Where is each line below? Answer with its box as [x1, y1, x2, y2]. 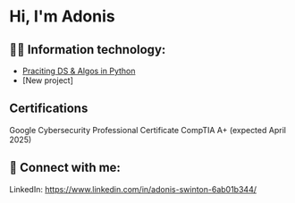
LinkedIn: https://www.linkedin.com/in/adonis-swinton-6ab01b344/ [9, 183, 257, 194]
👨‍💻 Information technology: [9, 42, 166, 57]
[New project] [21, 75, 73, 86]
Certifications [9, 101, 88, 116]
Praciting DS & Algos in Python [21, 65, 136, 76]
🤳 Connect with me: [9, 160, 121, 175]
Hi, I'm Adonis [9, 6, 115, 27]
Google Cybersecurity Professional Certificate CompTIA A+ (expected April [9, 124, 286, 135]
